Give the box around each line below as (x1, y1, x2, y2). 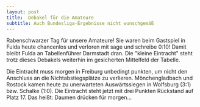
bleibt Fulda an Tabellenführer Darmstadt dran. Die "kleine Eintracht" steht (6, 50, 193, 57)
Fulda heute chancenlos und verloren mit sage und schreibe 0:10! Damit (6, 43, 187, 50)
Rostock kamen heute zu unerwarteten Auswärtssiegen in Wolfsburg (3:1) (6, 81, 191, 88)
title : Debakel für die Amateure (6, 15, 95, 21)
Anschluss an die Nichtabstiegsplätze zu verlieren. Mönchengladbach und (6, 74, 193, 82)
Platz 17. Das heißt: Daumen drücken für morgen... (6, 94, 132, 101)
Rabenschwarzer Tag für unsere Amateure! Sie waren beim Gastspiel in (6, 37, 186, 44)
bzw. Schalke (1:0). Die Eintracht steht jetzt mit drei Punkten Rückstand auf (6, 88, 194, 95)
